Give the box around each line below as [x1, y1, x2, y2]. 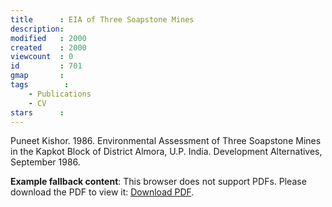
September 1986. [10, 156, 81, 168]
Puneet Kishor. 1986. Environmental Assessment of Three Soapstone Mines [10, 135, 322, 147]
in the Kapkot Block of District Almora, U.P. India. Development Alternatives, [10, 146, 323, 158]
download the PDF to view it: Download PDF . [10, 186, 195, 198]
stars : [10, 107, 65, 118]
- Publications [28, 89, 92, 99]
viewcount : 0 [10, 52, 74, 62]
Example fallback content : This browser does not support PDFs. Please [10, 176, 307, 188]
